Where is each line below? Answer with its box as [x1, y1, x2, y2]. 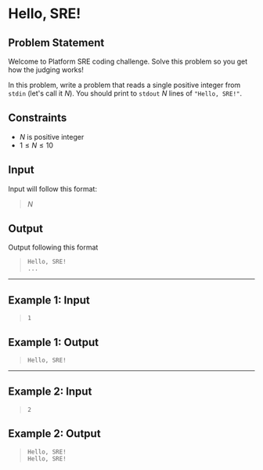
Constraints [8, 111, 67, 125]
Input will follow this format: [8, 184, 98, 193]
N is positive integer [19, 132, 85, 141]
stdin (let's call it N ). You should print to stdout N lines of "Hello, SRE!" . [8, 89, 243, 98]
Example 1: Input [8, 293, 90, 307]
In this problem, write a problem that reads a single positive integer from [8, 80, 241, 89]
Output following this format [8, 242, 99, 252]
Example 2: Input [8, 385, 92, 399]
